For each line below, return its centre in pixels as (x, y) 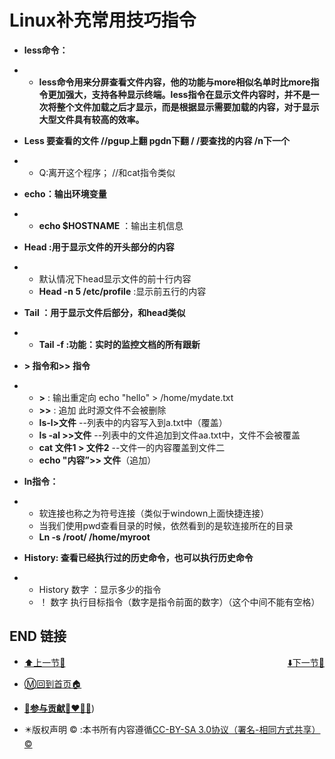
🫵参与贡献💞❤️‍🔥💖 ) (59, 708)
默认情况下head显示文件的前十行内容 (115, 278)
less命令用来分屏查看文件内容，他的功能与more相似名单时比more (174, 82)
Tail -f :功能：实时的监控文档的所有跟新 (119, 344)
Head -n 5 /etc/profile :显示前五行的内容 (122, 291)
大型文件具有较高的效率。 (91, 119)
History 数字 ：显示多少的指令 (100, 589)
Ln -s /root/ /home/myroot (94, 537)
